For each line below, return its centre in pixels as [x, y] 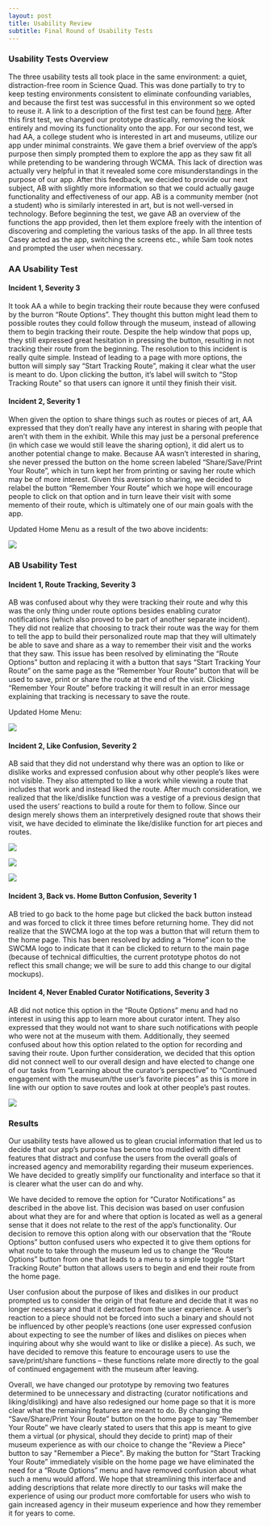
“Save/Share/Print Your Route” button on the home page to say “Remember [133, 1419]
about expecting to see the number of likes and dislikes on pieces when [127, 1335]
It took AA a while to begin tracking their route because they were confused [134, 306]
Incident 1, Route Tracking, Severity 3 [72, 584]
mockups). [26, 974]
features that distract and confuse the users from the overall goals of [123, 1158]
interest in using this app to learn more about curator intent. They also [124, 1019]
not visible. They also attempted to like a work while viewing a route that [128, 781]
